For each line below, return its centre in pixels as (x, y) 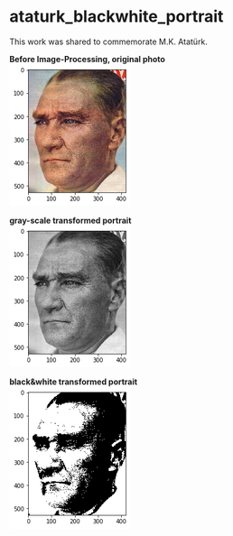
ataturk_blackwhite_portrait (116, 17)
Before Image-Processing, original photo (87, 59)
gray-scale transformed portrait (70, 220)
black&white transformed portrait (74, 382)
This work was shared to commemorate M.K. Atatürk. (108, 42)
